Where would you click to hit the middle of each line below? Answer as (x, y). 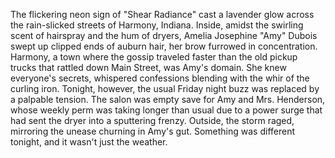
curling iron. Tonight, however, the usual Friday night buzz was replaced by (165, 88)
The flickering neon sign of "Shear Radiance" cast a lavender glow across (162, 14)
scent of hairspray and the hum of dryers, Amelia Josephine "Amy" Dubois (164, 35)
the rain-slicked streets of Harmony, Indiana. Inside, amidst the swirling (157, 25)
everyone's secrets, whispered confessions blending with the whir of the (160, 78)
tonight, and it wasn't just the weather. (89, 142)
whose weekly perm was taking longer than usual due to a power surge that (166, 110)
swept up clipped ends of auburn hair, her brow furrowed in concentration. (164, 46)
